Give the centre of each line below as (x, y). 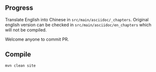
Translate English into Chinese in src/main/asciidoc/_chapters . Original (77, 19)
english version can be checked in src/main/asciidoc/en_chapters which (78, 25)
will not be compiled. (26, 30)
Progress (19, 8)
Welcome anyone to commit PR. (37, 39)
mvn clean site (20, 65)
